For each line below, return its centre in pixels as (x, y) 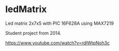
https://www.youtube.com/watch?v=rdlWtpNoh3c (58, 43)
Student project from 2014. (33, 33)
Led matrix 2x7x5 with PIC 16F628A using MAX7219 (59, 23)
